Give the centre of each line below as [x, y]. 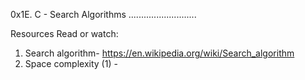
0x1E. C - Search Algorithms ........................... [103, 14]
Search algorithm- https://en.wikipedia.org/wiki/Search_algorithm [159, 53]
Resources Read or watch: [64, 33]
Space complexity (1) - [71, 63]
